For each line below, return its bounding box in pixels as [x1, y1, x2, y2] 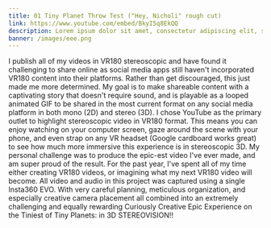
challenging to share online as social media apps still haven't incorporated [8, 65, 255, 75]
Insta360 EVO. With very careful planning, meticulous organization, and [8, 184, 246, 194]
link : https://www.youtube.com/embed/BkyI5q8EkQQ [8, 19, 179, 27]
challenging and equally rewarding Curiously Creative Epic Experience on [8, 202, 252, 212]
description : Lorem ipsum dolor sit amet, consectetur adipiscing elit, [8, 27, 258, 35]
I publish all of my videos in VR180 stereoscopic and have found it [8, 56, 227, 66]
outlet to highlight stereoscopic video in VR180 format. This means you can [8, 116, 258, 126]
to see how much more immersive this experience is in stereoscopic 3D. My [8, 142, 261, 151]
